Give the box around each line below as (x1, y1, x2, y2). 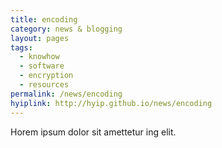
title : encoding (10, 14, 78, 25)
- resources (19, 80, 70, 90)
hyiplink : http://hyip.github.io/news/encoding (10, 98, 213, 108)
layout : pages (10, 33, 70, 43)
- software (19, 61, 65, 71)
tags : (10, 42, 33, 53)
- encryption (19, 71, 74, 81)
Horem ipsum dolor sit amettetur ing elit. (10, 126, 177, 138)
